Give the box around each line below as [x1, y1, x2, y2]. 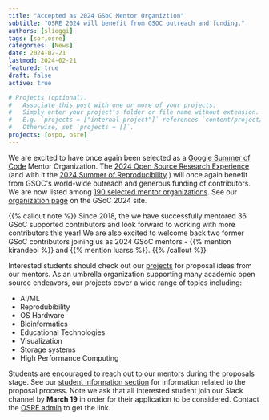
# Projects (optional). [8, 93, 88, 101]
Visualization [19, 336, 62, 345]
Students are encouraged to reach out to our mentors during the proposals [8, 369, 255, 378]
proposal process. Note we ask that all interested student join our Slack [8, 385, 243, 395]
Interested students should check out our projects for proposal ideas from [8, 260, 252, 270]
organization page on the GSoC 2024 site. [8, 195, 147, 205]
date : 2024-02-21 [8, 49, 66, 57]
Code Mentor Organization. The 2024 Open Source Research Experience [8, 161, 250, 171]
